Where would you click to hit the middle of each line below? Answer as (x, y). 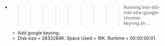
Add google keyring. (39, 33)
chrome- (132, 18)
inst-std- (151, 7)
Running (132, 7)
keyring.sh (134, 23)
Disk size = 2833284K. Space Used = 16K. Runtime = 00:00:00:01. (87, 38)
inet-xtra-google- (142, 12)
